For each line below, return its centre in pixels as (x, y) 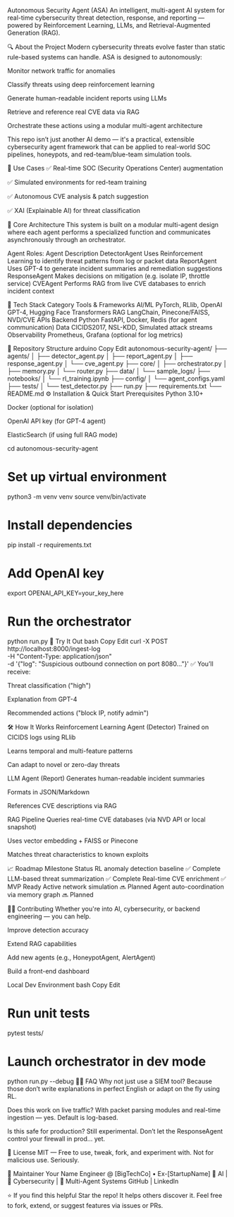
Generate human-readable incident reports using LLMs (87, 98)
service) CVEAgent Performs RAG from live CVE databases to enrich (107, 283)
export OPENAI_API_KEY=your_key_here (66, 593)
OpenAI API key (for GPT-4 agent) (57, 421)
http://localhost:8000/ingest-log (54, 648)
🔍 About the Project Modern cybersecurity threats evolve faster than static (116, 47)
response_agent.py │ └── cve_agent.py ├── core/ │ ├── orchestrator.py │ (117, 363)
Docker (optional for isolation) (50, 407)
